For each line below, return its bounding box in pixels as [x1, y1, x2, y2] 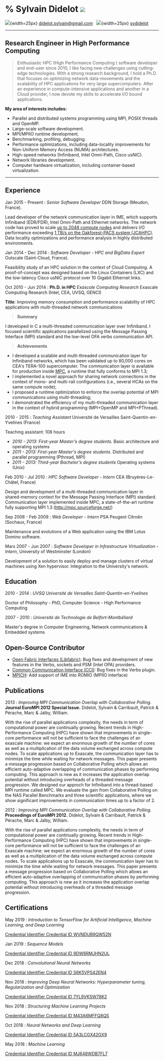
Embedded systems [5, 629, 45, 635]
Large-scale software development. [12, 126, 84, 131]
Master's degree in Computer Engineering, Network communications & [5, 624, 147, 630]
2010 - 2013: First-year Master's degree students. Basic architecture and [12, 438, 159, 444]
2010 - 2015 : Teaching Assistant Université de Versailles [5, 414, 120, 420]
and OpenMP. [12, 120, 40, 126]
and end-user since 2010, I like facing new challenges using [17, 65, 138, 71]
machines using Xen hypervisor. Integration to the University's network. [5, 563, 149, 569]
